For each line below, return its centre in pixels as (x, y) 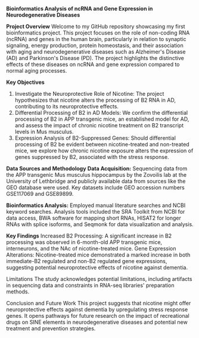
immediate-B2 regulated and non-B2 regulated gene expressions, (87, 261)
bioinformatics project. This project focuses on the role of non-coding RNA (98, 33)
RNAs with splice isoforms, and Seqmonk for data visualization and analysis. (100, 224)
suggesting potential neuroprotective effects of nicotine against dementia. (97, 267)
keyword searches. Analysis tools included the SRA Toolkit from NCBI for (96, 212)
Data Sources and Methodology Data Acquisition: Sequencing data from (97, 168)
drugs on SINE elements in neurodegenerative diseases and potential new (97, 322)
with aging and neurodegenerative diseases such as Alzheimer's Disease (96, 52)
